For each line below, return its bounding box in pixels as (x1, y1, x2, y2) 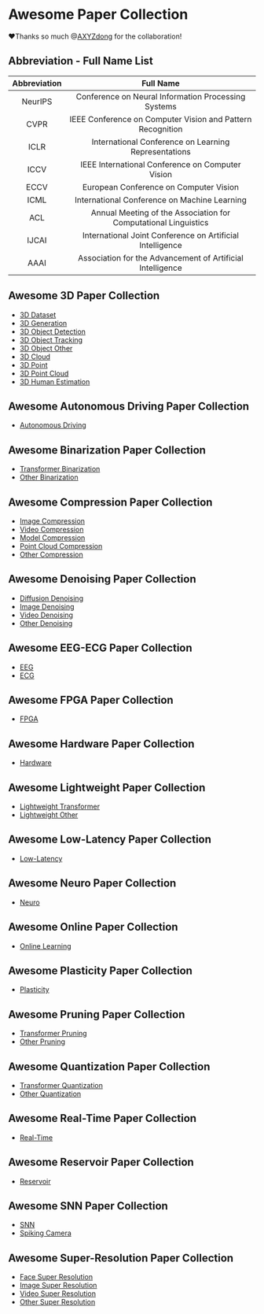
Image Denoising (19, 601, 75, 611)
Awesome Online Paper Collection (8, 920, 178, 934)
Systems (145, 101, 177, 112)
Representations (130, 146, 191, 157)
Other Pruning (19, 1037, 65, 1046)
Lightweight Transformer (19, 801, 101, 812)
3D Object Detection (19, 327, 86, 336)
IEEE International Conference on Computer (79, 159, 241, 170)
